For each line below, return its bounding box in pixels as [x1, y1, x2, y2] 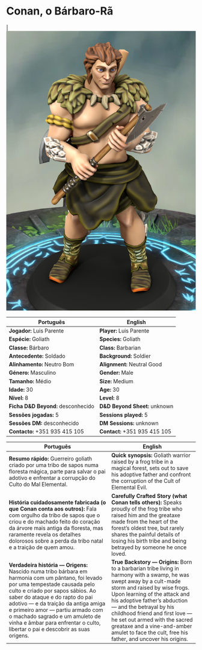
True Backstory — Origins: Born [111, 558, 192, 566]
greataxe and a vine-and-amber [111, 622, 192, 629]
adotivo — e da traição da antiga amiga [8, 600, 106, 607]
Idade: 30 [8, 386, 33, 393]
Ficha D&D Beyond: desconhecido [8, 403, 94, 410]
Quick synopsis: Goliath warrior [111, 451, 191, 459]
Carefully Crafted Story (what [111, 492, 188, 499]
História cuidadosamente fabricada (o [8, 499, 106, 506]
